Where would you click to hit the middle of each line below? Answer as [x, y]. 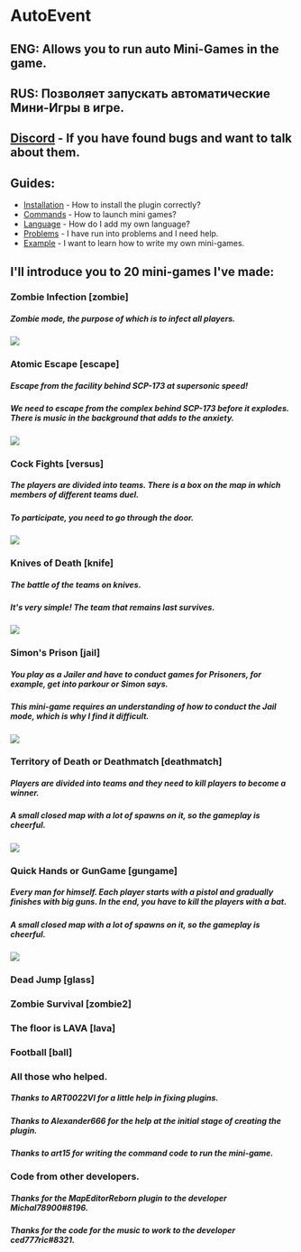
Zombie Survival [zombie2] [71, 1004]
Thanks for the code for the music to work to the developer [123, 1230]
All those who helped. [59, 1076]
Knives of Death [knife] [62, 563]
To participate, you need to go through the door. [102, 517]
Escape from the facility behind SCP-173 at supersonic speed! [129, 385]
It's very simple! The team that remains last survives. [113, 607]
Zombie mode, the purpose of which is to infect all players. [123, 319]
